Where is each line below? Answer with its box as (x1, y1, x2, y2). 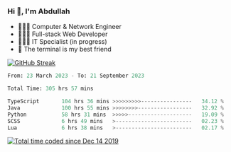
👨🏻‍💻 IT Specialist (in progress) (17, 37, 108, 46)
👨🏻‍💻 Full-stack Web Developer (17, 30, 108, 38)
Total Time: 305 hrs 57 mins (7, 85, 94, 93)
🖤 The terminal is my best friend (17, 45, 112, 54)
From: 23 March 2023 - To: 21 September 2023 (7, 72, 144, 80)
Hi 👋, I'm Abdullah (7, 6, 70, 16)
